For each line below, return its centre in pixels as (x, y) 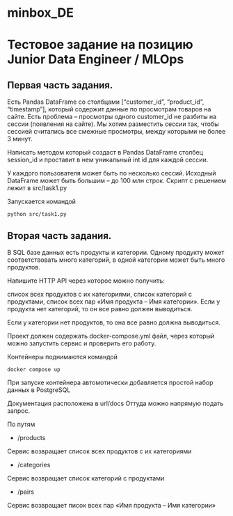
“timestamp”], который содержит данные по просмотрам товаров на (109, 109)
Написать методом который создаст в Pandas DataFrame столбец (105, 153)
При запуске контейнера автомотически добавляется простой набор (110, 382)
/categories (34, 465)
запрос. (19, 411)
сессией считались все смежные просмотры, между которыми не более (116, 132)
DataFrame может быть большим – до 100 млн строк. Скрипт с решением (116, 181)
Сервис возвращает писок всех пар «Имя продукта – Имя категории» (112, 505)
